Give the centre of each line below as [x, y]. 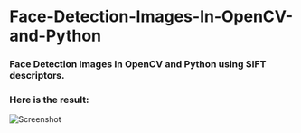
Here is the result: [49, 100]
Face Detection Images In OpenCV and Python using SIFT [138, 64]
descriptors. [37, 76]
